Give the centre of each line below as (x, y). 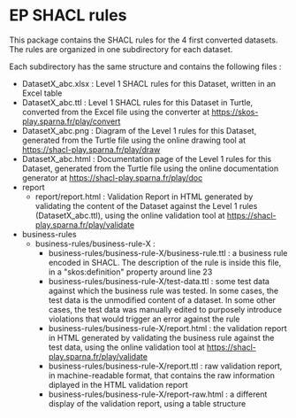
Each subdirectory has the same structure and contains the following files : (145, 66)
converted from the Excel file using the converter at (116, 112)
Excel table (42, 93)
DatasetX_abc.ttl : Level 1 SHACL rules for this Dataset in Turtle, (137, 102)
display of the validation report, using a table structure (147, 403)
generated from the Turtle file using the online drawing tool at (133, 140)
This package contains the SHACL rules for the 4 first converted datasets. (144, 40)
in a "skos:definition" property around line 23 (130, 272)
